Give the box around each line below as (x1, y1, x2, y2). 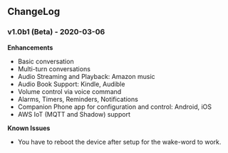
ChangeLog (7, 6, 61, 18)
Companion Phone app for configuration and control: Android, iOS (17, 102, 212, 111)
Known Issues (7, 124, 51, 132)
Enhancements (7, 43, 53, 52)
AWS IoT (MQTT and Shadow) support (17, 110, 130, 118)
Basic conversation (17, 57, 74, 65)
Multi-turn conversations (17, 64, 91, 73)
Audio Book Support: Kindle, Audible (17, 80, 125, 88)
